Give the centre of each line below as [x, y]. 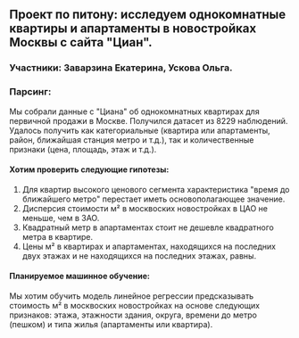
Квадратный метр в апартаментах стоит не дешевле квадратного [148, 227]
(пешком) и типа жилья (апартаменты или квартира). [111, 325]
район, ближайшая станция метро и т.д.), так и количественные [132, 140]
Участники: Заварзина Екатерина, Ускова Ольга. [121, 68]
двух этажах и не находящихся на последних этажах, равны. [139, 256]
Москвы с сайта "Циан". [81, 42]
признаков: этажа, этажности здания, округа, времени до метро [133, 315]
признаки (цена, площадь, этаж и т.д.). [83, 149]
